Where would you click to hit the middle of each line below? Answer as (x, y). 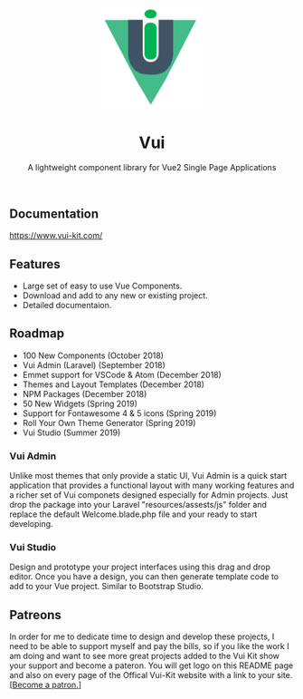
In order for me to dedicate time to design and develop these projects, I (142, 636)
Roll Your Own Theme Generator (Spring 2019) (109, 422)
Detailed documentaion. (67, 306)
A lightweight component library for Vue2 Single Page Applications (152, 168)
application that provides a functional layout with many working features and (152, 485)
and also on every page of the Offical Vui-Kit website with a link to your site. (151, 675)
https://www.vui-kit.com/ (56, 236)
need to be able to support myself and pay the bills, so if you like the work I (149, 646)
